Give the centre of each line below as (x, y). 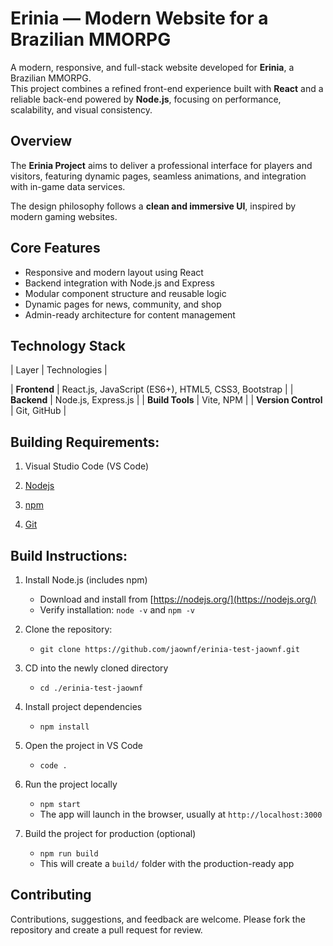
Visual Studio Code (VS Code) (87, 466)
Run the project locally (71, 784)
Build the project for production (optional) (110, 833)
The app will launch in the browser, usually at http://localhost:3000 (181, 814)
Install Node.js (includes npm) (86, 580)
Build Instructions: (69, 555)
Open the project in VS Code (84, 745)
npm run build (69, 854)
